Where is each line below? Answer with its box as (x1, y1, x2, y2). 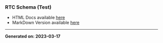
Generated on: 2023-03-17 (5, 33, 61, 39)
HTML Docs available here (12, 15, 65, 21)
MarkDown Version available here (12, 20, 80, 25)
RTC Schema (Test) (5, 4, 52, 11)
